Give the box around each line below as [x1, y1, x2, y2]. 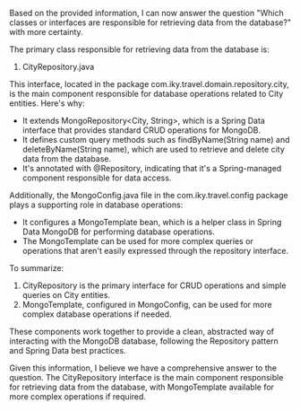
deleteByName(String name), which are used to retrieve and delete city [21, 144, 285, 154]
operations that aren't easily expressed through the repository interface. [21, 246, 289, 256]
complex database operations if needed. [21, 309, 172, 319]
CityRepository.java [21, 62, 95, 72]
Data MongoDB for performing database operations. [21, 226, 215, 237]
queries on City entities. [21, 290, 110, 300]
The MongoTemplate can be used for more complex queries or [21, 236, 253, 246]
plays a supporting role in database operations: [9, 199, 184, 210]
